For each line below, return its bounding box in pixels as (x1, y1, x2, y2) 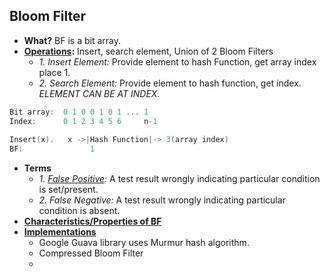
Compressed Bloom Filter (38, 247, 144, 259)
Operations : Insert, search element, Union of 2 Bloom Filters (23, 45, 274, 57)
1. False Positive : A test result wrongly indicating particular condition (38, 173, 321, 185)
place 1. (38, 66, 71, 78)
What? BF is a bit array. (23, 34, 122, 46)
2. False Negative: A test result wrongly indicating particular (38, 194, 286, 206)
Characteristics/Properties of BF (23, 215, 162, 228)
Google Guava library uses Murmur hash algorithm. (38, 237, 250, 249)
